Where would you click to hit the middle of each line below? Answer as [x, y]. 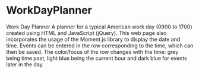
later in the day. [25, 64]
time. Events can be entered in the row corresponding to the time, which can [100, 46]
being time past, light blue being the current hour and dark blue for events [97, 58]
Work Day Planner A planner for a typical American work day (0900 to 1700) [99, 27]
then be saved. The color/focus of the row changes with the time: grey [92, 52]
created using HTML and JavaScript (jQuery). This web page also [86, 33]
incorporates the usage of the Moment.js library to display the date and [93, 39]
